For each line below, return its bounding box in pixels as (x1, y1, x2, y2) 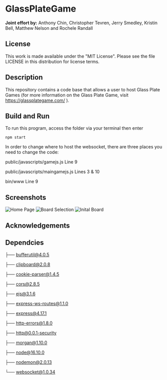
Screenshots (5, 193, 46, 202)
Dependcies (5, 238, 44, 247)
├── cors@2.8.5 (5, 281, 40, 287)
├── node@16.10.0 (5, 349, 45, 356)
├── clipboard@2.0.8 (5, 261, 50, 267)
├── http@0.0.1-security (5, 330, 57, 336)
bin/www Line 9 (5, 179, 38, 185)
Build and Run (5, 112, 49, 120)
